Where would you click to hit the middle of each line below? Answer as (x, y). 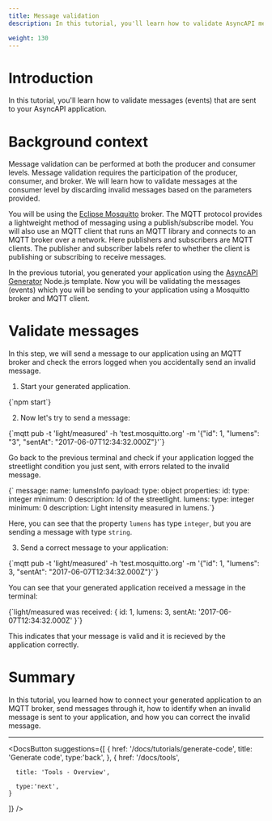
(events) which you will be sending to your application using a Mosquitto (129, 290)
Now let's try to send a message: (75, 418)
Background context (78, 142)
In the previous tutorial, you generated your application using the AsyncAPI (133, 273)
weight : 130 (28, 38)
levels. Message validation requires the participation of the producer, (123, 173)
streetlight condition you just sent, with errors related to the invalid (119, 467)
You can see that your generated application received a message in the (127, 588)
